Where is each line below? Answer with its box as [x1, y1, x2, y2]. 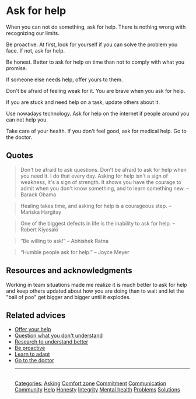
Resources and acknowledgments [6, 266, 132, 276]
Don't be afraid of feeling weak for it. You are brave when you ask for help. [6, 87, 185, 94]
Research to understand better [14, 338, 89, 345]
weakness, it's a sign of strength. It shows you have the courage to [20, 178, 182, 185]
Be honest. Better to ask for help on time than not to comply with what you [6, 58, 185, 65]
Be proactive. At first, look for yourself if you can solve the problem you [6, 41, 178, 48]
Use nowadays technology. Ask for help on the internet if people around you [6, 110, 190, 117]
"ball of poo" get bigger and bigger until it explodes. [6, 293, 131, 300]
